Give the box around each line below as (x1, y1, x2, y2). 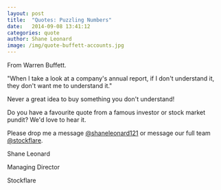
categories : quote (7, 29, 60, 36)
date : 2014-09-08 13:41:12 (7, 23, 91, 30)
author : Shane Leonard (7, 36, 72, 43)
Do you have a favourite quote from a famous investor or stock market (7, 108, 206, 116)
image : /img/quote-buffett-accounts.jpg (7, 42, 125, 49)
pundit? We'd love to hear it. (7, 116, 86, 124)
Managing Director (7, 163, 60, 171)
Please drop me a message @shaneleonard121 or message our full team (7, 129, 211, 137)
